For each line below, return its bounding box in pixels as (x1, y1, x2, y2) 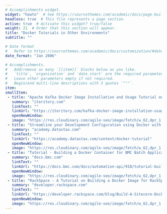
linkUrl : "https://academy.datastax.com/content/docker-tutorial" (11, 136, 153, 141)
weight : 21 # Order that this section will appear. (5, 26, 117, 31)
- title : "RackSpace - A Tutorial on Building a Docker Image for (7, 178, 148, 183)
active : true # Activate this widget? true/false (5, 21, 112, 26)
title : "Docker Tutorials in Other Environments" (5, 30, 110, 35)
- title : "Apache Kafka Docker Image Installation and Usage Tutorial (7, 95, 157, 100)
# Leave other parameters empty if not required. (5, 76, 114, 81)
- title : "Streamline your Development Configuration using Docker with (7, 122, 162, 127)
